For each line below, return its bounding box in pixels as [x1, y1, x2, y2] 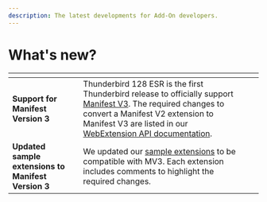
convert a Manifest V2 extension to [83, 108, 215, 119]
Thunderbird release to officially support [83, 88, 234, 99]
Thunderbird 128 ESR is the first [83, 78, 204, 89]
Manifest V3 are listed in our [83, 118, 188, 129]
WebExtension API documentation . [83, 128, 213, 139]
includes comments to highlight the [83, 165, 215, 177]
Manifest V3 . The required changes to [83, 98, 225, 109]
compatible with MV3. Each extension [83, 156, 224, 167]
